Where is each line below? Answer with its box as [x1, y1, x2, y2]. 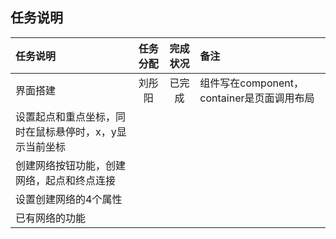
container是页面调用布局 [199, 91, 315, 105]
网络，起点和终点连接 [15, 173, 117, 187]
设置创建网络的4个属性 [15, 192, 123, 206]
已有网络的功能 [15, 211, 87, 225]
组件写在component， [199, 76, 304, 90]
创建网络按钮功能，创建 [15, 158, 127, 172]
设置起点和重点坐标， [15, 109, 117, 123]
